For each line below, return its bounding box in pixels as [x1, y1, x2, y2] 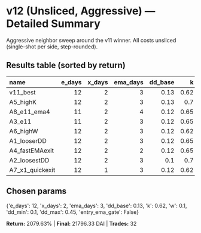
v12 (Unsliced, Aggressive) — [6, 4, 156, 18]
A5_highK [9, 97, 37, 106]
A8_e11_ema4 [9, 108, 50, 116]
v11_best [9, 88, 36, 96]
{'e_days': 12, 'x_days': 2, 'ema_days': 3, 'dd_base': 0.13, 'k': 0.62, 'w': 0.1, [6, 202, 187, 209]
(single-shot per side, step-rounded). [6, 43, 98, 50]
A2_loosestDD [9, 156, 50, 164]
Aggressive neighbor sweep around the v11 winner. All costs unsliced [6, 36, 176, 44]
